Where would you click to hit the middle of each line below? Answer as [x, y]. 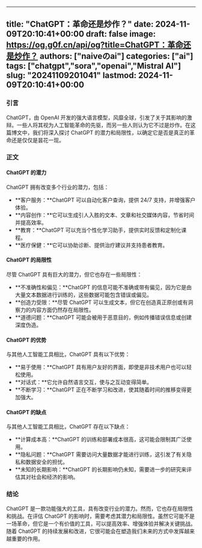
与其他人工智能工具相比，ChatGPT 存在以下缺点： [68, 427]
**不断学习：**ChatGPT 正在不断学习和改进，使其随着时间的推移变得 [101, 390]
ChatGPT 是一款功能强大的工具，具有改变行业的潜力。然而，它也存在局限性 [100, 508]
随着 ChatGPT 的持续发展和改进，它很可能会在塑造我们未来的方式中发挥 [95, 531]
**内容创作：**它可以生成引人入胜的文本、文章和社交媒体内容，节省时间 [104, 215]
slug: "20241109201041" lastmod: [72, 76]
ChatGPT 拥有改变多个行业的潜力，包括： [58, 187]
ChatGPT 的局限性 [29, 260]
